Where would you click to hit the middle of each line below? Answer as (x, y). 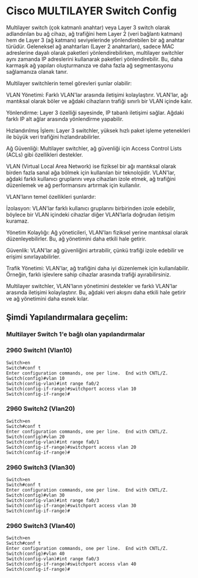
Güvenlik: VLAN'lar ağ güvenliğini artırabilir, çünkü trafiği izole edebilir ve (95, 250)
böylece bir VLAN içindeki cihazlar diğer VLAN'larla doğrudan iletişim (91, 214)
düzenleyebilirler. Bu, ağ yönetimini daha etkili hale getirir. (76, 239)
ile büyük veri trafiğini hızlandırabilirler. (53, 137)
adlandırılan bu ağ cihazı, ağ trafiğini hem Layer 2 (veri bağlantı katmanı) (94, 33)
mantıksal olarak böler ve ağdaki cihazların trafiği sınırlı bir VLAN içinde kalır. (99, 101)
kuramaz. (17, 221)
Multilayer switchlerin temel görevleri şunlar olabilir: (69, 83)
